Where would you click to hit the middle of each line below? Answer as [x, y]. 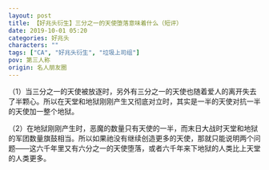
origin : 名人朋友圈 [38, 68]
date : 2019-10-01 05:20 [48, 30]
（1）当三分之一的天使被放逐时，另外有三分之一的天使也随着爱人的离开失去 [132, 91]
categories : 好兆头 [39, 38]
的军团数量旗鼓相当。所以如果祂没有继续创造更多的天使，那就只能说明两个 [131, 138]
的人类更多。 [29, 158]
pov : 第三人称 [29, 61]
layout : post [30, 16]
